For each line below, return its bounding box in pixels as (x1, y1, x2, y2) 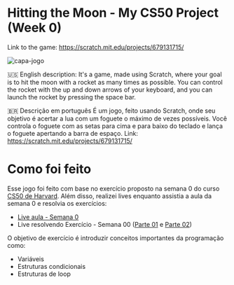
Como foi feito (7, 161, 92, 177)
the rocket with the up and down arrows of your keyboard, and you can (7, 85, 213, 94)
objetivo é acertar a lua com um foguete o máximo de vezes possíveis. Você (7, 114, 228, 123)
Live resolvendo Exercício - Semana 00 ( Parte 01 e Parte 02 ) (17, 220, 193, 228)
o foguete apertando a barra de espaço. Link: (7, 129, 139, 137)
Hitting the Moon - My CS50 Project (7, 5, 219, 21)
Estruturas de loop (17, 270, 71, 278)
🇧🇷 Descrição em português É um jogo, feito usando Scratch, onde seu (7, 106, 216, 115)
